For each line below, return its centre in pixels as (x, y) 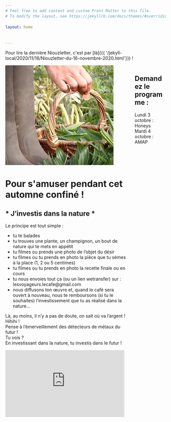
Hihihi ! (13, 321)
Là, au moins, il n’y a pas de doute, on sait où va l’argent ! (65, 316)
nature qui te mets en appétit (43, 246)
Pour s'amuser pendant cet (64, 184)
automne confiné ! (45, 195)
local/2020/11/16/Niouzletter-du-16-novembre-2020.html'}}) (68, 58)
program (149, 95)
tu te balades (26, 235)
